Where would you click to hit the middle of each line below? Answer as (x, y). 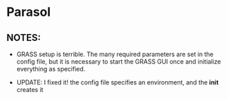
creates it (30, 90)
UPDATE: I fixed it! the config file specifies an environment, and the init (117, 82)
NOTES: (24, 38)
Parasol (29, 12)
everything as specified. (51, 69)
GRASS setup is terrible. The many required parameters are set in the (115, 54)
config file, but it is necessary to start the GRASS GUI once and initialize (119, 62)
